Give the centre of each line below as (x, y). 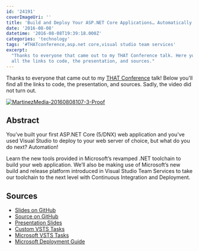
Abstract (23, 120)
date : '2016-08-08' (30, 28)
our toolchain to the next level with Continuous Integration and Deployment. (98, 177)
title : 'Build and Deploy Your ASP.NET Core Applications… (81, 22)
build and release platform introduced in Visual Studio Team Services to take (99, 171)
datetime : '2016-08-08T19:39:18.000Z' (54, 34)
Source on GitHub (36, 217)
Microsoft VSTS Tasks (42, 235)
